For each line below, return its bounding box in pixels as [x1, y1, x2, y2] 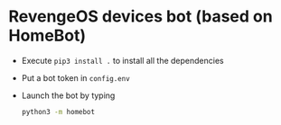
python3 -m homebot [21, 107, 96, 116]
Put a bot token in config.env [21, 72, 130, 83]
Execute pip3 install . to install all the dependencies [21, 55, 224, 66]
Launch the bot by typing [21, 90, 116, 101]
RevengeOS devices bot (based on [8, 6, 273, 27]
